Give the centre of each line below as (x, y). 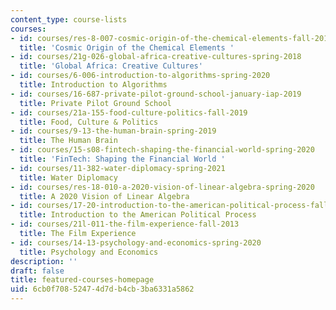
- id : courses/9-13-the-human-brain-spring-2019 (113, 131)
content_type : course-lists (69, 19)
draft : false (37, 271)
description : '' (44, 261)
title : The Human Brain (68, 141)
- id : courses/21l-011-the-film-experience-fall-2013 (125, 224)
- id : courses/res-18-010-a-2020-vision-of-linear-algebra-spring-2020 (162, 187)
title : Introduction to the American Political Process (138, 215)
